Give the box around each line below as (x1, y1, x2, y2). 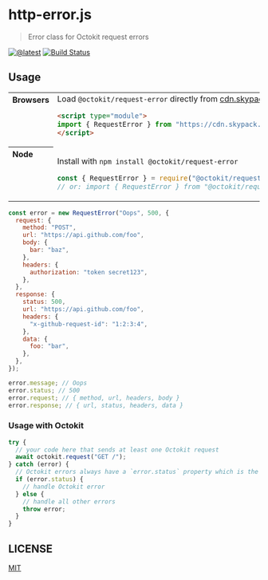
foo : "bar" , (29, 342, 69, 350)
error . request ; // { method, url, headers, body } (8, 393, 180, 402)
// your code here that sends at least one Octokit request (15, 445, 219, 454)
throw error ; (22, 505, 66, 513)
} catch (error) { (8, 460, 69, 468)
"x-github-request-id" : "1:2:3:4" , (29, 320, 148, 328)
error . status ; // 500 (8, 386, 81, 394)
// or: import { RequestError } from (57, 182, 201, 191)
